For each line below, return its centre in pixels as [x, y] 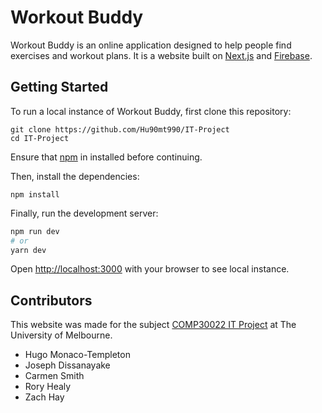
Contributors [51, 300]
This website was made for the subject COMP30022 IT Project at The [153, 325]
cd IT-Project [40, 138]
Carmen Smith [54, 376]
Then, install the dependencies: [75, 176]
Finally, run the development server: [84, 213]
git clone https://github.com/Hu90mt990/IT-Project [120, 129]
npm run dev [35, 231]
